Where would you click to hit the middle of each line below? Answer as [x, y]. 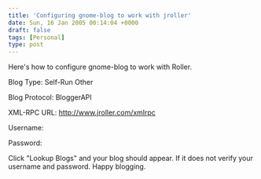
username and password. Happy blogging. [77, 166]
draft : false [29, 30]
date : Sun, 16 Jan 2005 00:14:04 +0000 [74, 23]
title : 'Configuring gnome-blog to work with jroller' [100, 15]
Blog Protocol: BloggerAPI [50, 97]
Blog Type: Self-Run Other [51, 82]
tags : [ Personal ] [37, 37]
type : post [26, 45]
